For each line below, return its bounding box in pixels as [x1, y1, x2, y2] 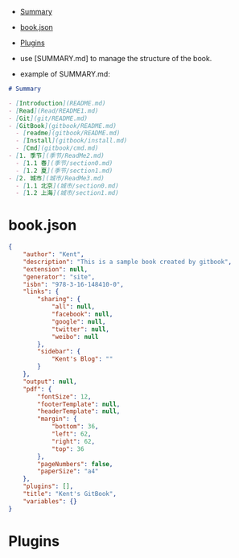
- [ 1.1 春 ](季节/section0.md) [15, 159, 113, 167]
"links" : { [23, 287, 60, 296]
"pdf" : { [23, 385, 52, 393]
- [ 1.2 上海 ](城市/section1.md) [15, 189, 119, 197]
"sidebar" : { [37, 348, 81, 356]
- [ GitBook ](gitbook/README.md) [8, 122, 117, 130]
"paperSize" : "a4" [37, 467, 99, 476]
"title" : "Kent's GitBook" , [23, 490, 117, 498]
